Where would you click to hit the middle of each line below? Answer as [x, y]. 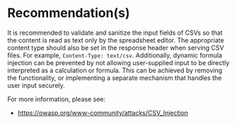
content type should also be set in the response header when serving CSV [116, 47]
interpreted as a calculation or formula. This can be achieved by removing [115, 70]
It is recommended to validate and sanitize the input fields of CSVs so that [115, 33]
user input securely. [36, 85]
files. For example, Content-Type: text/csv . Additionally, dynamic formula [115, 55]
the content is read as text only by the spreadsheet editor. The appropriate [116, 40]
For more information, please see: [57, 99]
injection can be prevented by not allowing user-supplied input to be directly [118, 62]
